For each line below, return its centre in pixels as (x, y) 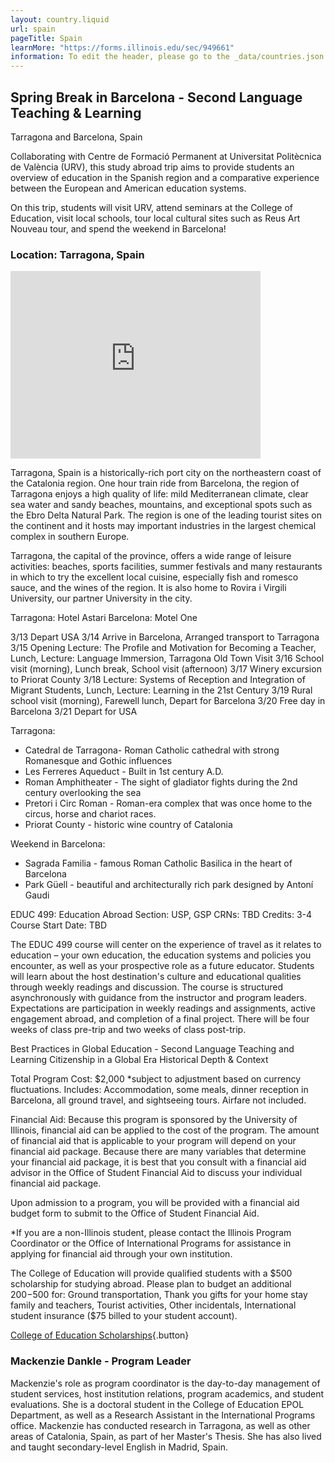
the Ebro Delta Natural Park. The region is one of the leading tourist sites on (166, 515)
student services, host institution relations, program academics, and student (167, 1393)
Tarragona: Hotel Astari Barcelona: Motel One (104, 618)
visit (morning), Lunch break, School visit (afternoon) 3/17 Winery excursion (166, 669)
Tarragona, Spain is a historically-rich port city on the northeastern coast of (166, 473)
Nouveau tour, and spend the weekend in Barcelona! (118, 228)
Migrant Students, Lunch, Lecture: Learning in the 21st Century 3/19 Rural (161, 690)
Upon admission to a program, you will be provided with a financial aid (155, 1203)
